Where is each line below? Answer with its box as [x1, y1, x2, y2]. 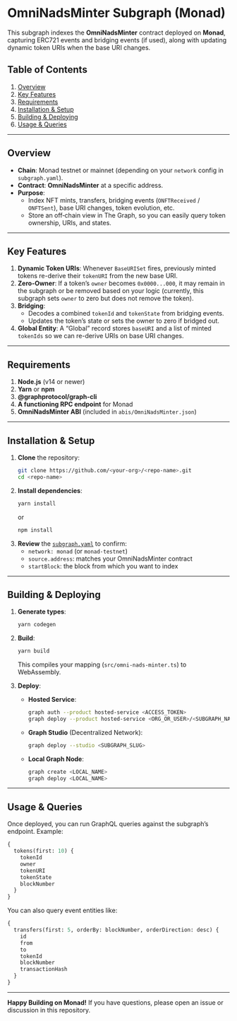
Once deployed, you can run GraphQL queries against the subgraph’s [7, 820, 209, 828]
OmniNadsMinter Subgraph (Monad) [7, 5, 226, 21]
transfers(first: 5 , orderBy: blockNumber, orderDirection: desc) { [13, 926, 219, 933]
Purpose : [17, 189, 46, 197]
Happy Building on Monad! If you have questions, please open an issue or [7, 998, 224, 1007]
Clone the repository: [17, 453, 80, 462]
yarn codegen [17, 621, 56, 628]
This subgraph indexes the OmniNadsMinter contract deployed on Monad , [7, 28, 226, 37]
